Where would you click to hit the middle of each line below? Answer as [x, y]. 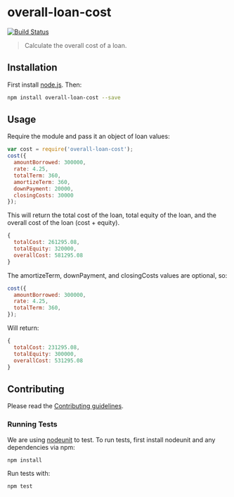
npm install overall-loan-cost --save [64, 97]
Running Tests [32, 424]
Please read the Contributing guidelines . [66, 406]
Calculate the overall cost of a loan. [76, 45]
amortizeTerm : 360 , [42, 182]
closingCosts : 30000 [44, 195]
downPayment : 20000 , [44, 189]
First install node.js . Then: [45, 85]
